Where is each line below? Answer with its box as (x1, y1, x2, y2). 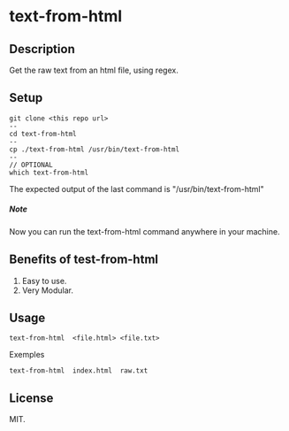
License (9, 390, 54, 405)
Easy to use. (21, 275, 67, 286)
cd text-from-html (9, 129, 77, 138)
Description (9, 42, 75, 57)
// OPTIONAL (9, 160, 53, 169)
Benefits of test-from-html (9, 252, 159, 267)
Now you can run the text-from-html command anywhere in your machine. (9, 226, 280, 236)
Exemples (9, 350, 45, 360)
